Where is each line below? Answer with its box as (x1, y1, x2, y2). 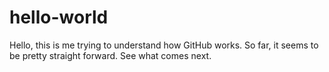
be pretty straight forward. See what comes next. (9, 49, 212, 61)
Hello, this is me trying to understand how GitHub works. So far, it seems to (9, 39, 319, 51)
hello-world (9, 6, 109, 29)
